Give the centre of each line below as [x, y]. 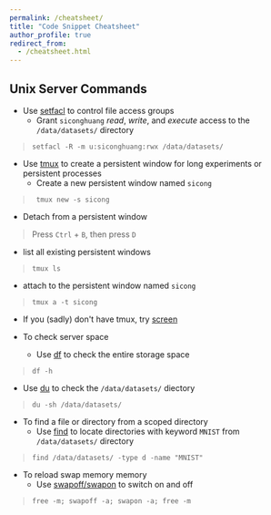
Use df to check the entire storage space [113, 354]
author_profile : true [50, 35]
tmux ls [46, 268]
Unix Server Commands [78, 89]
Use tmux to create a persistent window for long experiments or [142, 163]
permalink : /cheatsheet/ [56, 18]
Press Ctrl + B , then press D [84, 234]
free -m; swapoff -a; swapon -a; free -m [111, 501]
